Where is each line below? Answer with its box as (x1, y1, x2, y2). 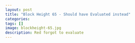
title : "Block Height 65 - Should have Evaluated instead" (5, 12, 131, 17)
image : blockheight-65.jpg (5, 26, 61, 31)
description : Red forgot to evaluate (5, 30, 84, 35)
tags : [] (5, 21, 23, 26)
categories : (5, 16, 30, 21)
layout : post (5, 7, 32, 12)
